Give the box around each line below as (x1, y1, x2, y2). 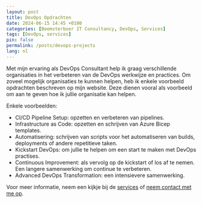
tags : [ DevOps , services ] (6, 31, 71, 37)
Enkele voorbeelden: (6, 102, 57, 109)
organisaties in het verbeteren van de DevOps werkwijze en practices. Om (6, 71, 191, 79)
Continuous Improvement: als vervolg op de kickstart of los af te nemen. (14, 158, 195, 166)
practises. (14, 152, 40, 159)
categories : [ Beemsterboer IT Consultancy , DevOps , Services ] (6, 25, 166, 32)
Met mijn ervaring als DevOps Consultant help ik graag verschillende (6, 65, 177, 72)
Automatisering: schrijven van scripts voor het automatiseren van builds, (14, 133, 195, 140)
